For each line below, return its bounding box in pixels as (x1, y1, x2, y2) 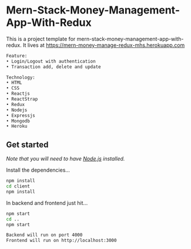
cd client (6, 183, 31, 189)
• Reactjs (6, 91, 31, 97)
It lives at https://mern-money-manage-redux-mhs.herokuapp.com (22, 42, 185, 49)
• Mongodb (6, 118, 31, 124)
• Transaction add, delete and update (6, 64, 101, 70)
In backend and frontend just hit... (6, 199, 88, 206)
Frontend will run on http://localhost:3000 (6, 238, 117, 244)
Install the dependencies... (6, 166, 71, 173)
